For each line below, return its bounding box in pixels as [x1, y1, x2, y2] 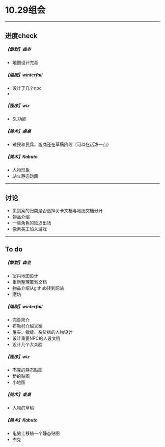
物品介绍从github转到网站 [12, 285, 64, 291]
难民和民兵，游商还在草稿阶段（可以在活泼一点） [12, 141, 111, 148]
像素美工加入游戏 [12, 226, 47, 232]
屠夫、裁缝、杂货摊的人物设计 [12, 329, 73, 335]
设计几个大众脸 [12, 342, 43, 348]
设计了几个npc [12, 85, 42, 91]
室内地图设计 [12, 273, 38, 279]
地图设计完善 [12, 60, 38, 65]
